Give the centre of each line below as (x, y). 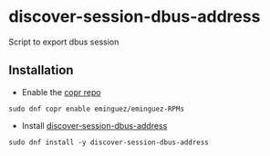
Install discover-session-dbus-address (94, 125)
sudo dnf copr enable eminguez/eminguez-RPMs (96, 109)
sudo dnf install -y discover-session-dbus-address (109, 142)
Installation (41, 70)
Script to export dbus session (64, 42)
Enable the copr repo (61, 92)
